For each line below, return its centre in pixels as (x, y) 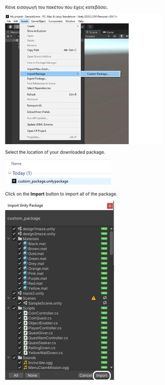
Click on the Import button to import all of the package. (61, 194)
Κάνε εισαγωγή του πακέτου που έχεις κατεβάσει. (57, 7)
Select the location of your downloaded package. (55, 152)
